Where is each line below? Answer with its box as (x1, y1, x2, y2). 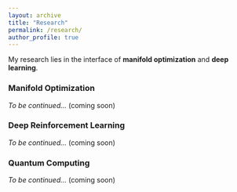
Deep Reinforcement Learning (8, 120, 126, 131)
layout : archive (8, 11, 61, 20)
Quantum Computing (8, 158, 90, 168)
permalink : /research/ (8, 26, 82, 34)
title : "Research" (8, 19, 68, 27)
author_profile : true (8, 33, 79, 42)
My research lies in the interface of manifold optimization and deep (8, 55, 229, 64)
